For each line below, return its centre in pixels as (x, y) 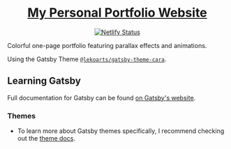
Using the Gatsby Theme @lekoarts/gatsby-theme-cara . (87, 59)
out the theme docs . (46, 139)
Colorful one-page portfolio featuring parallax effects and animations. (107, 45)
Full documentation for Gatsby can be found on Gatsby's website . (102, 97)
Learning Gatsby (44, 81)
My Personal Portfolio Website (117, 13)
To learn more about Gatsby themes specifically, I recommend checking (121, 131)
